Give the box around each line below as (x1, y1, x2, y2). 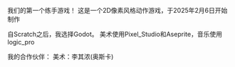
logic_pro (7, 38, 35, 46)
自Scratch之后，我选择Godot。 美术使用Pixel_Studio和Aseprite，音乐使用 (7, 30, 223, 38)
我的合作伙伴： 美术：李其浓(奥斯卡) (7, 52, 114, 61)
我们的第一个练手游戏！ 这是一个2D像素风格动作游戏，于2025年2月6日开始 (7, 6, 228, 14)
